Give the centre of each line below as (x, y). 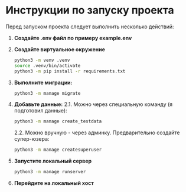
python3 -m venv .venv (42, 60)
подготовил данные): (40, 111)
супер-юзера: (32, 139)
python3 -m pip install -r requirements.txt (70, 71)
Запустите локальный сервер (53, 161)
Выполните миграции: (43, 82)
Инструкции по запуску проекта (90, 10)
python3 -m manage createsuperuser (58, 150)
